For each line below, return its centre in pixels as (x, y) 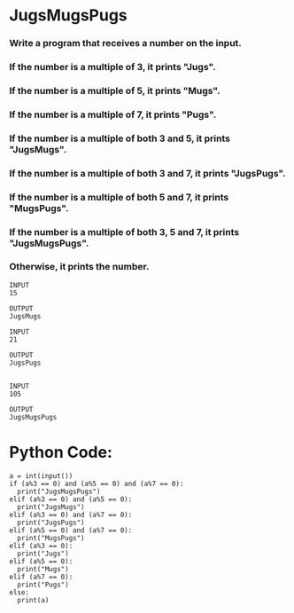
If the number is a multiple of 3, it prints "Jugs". (112, 67)
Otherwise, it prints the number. (79, 267)
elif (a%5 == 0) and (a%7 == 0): (71, 530)
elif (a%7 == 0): (41, 577)
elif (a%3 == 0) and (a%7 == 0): (71, 515)
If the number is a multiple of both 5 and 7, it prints (119, 197)
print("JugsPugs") (51, 523)
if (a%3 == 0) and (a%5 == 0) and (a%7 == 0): (97, 483)
